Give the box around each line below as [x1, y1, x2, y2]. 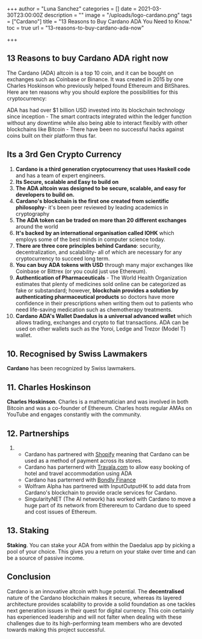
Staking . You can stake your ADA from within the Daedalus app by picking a [7, 541, 195, 549]
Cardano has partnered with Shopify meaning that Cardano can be [24, 451, 190, 458]
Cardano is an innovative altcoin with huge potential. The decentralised [7, 587, 185, 595]
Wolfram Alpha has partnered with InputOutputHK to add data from [24, 483, 191, 490]
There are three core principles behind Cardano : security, [15, 242, 162, 249]
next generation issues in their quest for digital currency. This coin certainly [7, 607, 194, 614]
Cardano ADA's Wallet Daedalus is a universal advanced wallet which [15, 312, 192, 319]
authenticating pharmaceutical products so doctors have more [15, 293, 175, 300]
